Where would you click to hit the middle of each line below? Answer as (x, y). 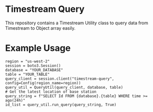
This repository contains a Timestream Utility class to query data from (76, 23)
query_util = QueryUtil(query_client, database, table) (64, 87)
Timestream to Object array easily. (40, 28)
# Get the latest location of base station (51, 92)
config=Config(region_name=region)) (43, 83)
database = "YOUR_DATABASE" (34, 70)
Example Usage (38, 48)
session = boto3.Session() (33, 65)
